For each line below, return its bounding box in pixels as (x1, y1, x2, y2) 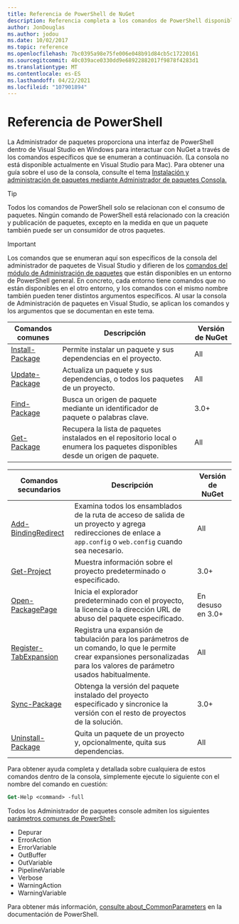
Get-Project (11, 567, 52, 577)
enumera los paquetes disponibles (62, 442, 178, 452)
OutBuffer (17, 851, 47, 860)
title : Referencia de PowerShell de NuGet (7, 10, 135, 18)
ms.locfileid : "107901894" (7, 83, 87, 91)
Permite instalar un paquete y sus (62, 345, 174, 355)
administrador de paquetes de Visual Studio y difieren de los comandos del (7, 261, 228, 270)
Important (7, 240, 36, 248)
